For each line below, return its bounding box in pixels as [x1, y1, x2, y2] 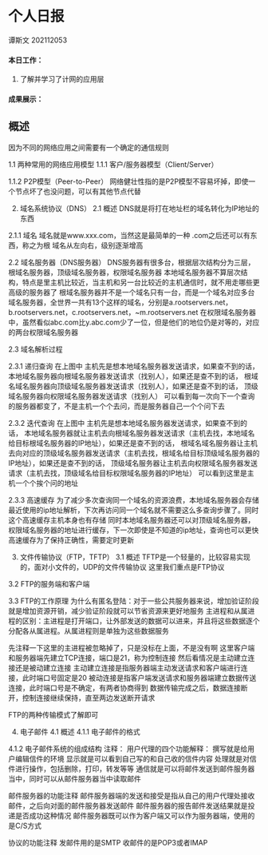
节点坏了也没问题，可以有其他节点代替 [14, 186, 141, 196]
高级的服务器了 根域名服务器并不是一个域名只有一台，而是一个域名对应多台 [8, 287, 255, 296]
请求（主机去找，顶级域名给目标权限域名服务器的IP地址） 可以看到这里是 [8, 468, 247, 478]
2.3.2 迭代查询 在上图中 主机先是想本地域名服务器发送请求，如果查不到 [8, 418, 241, 427]
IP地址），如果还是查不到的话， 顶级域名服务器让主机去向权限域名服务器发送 [8, 458, 258, 467]
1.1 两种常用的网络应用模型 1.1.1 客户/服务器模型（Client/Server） [8, 159, 219, 169]
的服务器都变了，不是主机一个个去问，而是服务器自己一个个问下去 [8, 401, 225, 411]
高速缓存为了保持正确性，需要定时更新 [8, 535, 134, 544]
